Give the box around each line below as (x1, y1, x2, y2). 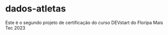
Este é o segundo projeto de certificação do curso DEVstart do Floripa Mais (5, 19, 163, 25)
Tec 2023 (5, 24, 25, 30)
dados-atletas (5, 3, 66, 14)
